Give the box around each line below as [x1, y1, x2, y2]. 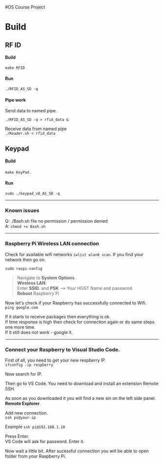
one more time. [5, 324, 36, 330]
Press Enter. [5, 433, 29, 439]
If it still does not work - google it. [5, 329, 73, 335]
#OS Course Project [5, 4, 45, 10]
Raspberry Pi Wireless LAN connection [5, 240, 99, 247]
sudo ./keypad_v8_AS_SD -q [5, 191, 60, 196]
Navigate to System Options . [17, 275, 77, 281]
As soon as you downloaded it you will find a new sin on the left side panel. [5, 395, 156, 401]
